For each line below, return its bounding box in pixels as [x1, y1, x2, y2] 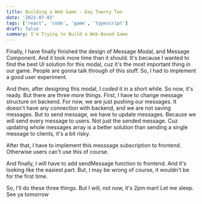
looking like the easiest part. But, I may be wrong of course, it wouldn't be [6, 167, 190, 174]
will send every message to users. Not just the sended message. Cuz [6, 117, 178, 124]
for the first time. [6, 173, 48, 180]
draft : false [6, 25, 39, 32]
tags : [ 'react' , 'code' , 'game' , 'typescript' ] [6, 20, 128, 26]
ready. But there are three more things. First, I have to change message [6, 92, 183, 99]
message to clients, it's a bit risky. [6, 130, 90, 138]
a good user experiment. [6, 74, 68, 81]
